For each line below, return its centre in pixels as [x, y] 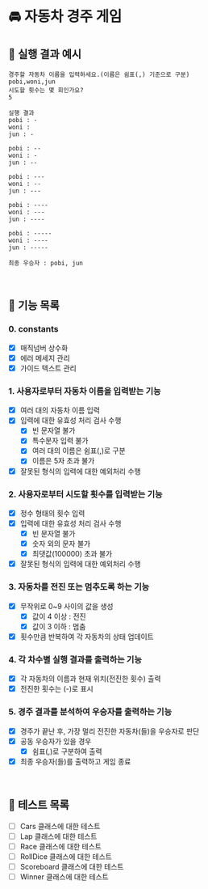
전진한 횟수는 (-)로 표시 [57, 689]
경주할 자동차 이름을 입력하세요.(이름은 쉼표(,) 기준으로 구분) [99, 74]
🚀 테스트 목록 [39, 805]
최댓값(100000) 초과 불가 [72, 554]
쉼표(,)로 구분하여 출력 [67, 751]
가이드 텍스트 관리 [48, 368]
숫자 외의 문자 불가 [61, 544]
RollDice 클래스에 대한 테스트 [66, 856]
